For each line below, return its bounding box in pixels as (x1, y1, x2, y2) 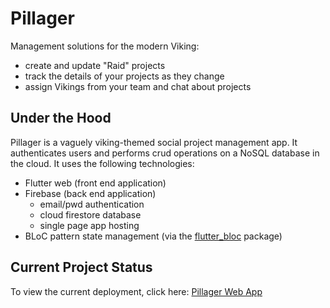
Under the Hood (10, 110, 112, 127)
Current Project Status (10, 259, 153, 276)
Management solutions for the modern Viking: (10, 40, 200, 52)
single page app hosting (39, 219, 140, 231)
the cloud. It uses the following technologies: (10, 157, 195, 169)
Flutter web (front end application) (24, 177, 167, 189)
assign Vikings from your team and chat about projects (24, 80, 252, 92)
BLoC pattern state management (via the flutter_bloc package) (24, 230, 283, 242)
